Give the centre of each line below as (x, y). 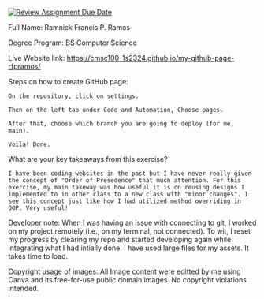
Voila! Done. (30, 144)
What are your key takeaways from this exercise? (88, 159)
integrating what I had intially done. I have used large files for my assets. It (129, 248)
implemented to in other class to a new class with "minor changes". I (128, 194)
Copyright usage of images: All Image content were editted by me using (125, 271)
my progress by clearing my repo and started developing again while (120, 239)
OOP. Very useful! (38, 208)
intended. (24, 288)
